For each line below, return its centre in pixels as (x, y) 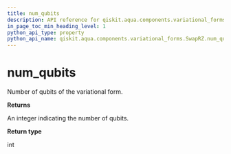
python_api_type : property (46, 33)
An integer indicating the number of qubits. (68, 118)
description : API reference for (53, 20)
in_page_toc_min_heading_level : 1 (57, 26)
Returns (19, 105)
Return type (25, 131)
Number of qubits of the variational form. (65, 92)
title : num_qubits (33, 13)
